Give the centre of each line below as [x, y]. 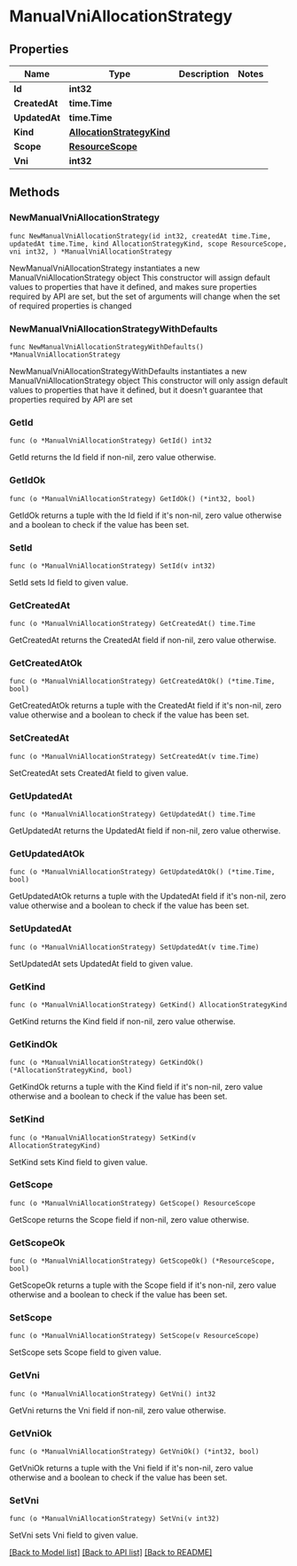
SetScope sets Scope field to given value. [86, 1352]
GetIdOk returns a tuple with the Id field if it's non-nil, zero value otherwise [145, 515]
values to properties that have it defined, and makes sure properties [133, 286]
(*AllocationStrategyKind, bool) [71, 1070]
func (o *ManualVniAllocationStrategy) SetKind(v [103, 1138]
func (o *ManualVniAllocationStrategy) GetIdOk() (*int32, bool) [132, 498]
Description [204, 74]
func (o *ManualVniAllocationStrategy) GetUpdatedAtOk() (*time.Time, [142, 872]
